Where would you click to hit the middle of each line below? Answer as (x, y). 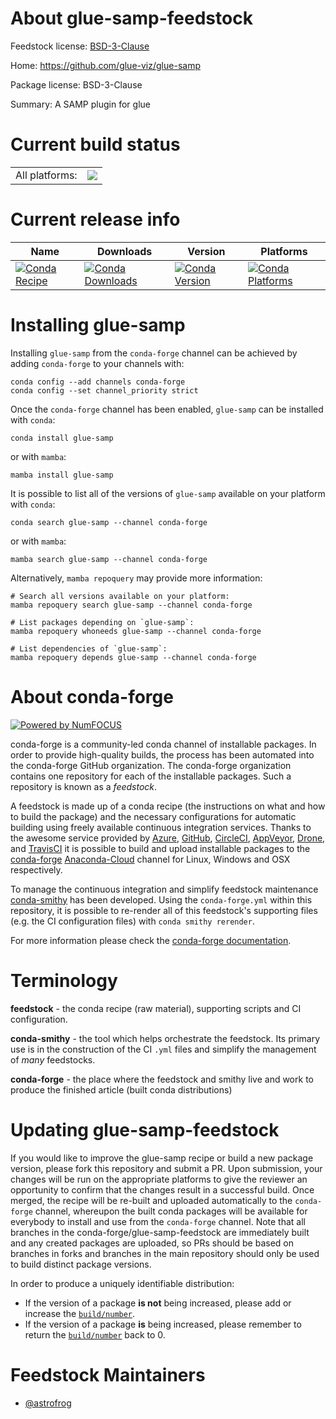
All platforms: (46, 175)
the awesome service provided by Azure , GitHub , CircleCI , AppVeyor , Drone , (168, 838)
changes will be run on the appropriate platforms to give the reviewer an (159, 1179)
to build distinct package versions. (81, 1264)
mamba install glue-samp (62, 475)
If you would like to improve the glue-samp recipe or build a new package (162, 1158)
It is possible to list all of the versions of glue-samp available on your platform (168, 493)
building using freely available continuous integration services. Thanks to (161, 827)
